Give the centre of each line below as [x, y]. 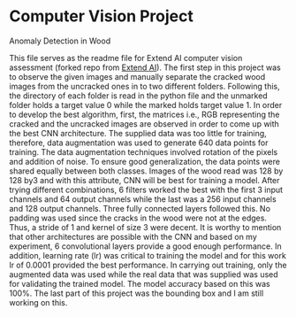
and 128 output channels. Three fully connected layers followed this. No [140, 208]
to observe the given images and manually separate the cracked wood [137, 76]
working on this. [38, 302]
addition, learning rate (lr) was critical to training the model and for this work [148, 255]
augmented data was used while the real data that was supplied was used [144, 274]
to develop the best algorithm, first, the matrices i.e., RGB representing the [144, 114]
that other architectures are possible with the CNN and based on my [133, 236]
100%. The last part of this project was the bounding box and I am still [137, 293]
